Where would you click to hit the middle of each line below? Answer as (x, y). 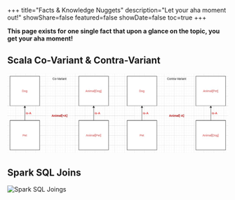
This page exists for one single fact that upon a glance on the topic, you (114, 31)
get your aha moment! (40, 38)
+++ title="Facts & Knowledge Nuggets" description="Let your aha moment (117, 10)
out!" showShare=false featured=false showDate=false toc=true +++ (107, 17)
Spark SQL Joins (45, 172)
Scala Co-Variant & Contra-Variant (84, 60)
